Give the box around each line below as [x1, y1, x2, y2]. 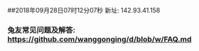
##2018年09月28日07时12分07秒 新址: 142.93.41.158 [7, 6, 161, 14]
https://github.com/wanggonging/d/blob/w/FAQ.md [7, 34, 192, 44]
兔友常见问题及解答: [7, 25, 76, 35]
